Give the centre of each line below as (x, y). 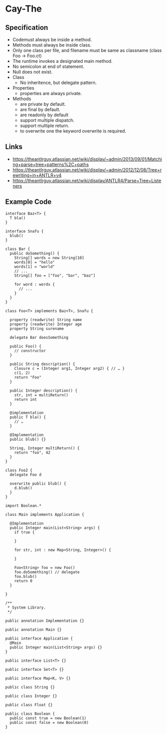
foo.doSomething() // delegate (47, 572)
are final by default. (40, 110)
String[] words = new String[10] (49, 258)
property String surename (37, 329)
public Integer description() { (44, 391)
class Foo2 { (19, 470)
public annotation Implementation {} (45, 621)
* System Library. (27, 608)
